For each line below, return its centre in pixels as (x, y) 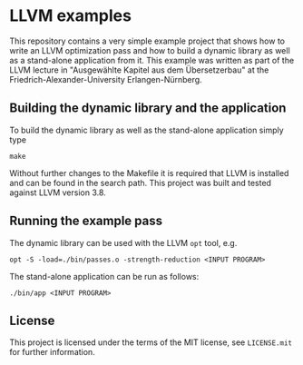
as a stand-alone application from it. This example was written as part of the (152, 60)
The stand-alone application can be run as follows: (104, 276)
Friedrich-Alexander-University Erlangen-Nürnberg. (106, 79)
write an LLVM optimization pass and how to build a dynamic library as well (150, 50)
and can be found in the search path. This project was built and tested (141, 182)
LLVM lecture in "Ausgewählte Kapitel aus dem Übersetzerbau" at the (139, 70)
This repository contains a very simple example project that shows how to (147, 41)
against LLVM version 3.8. (58, 192)
